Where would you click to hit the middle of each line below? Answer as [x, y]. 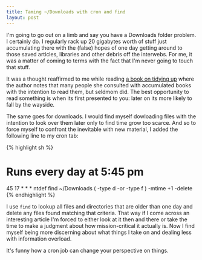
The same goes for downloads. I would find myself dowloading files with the [101, 116]
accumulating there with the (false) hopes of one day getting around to [94, 48]
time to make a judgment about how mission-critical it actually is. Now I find [101, 226]
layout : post [23, 18]
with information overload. [39, 239]
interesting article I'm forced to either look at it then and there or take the [97, 219]
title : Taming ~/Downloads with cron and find [66, 12]
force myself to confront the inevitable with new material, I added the [92, 129]
